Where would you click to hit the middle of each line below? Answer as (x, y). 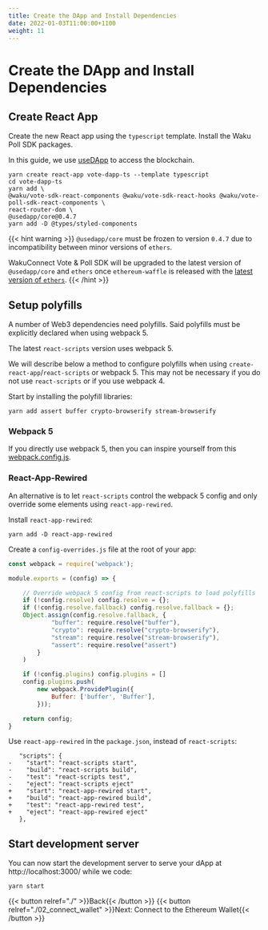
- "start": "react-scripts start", (73, 763)
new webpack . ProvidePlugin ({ (86, 689)
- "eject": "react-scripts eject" (71, 784)
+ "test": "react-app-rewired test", (77, 805)
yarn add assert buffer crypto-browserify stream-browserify (112, 411)
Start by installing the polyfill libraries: (70, 397)
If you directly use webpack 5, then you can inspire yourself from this (122, 449)
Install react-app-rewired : (51, 520)
